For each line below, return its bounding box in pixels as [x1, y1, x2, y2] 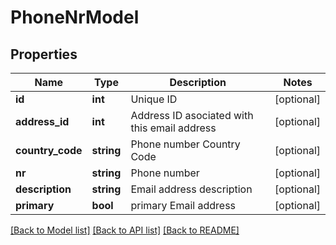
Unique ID [130, 92, 178, 106]
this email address [130, 121, 217, 135]
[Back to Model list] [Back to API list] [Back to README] [10, 224, 240, 236]
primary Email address [130, 199, 237, 212]
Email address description [130, 182, 253, 196]
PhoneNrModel [10, 6, 140, 29]
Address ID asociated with [130, 109, 254, 122]
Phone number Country [130, 137, 241, 151]
